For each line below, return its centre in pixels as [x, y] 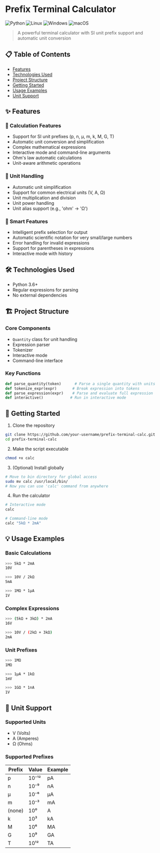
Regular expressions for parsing [45, 290]
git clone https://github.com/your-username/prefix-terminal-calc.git [80, 435]
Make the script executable [40, 449]
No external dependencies [40, 295]
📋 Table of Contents [38, 54]
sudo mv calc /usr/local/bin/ [37, 481]
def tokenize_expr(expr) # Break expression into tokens [72, 388]
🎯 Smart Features [27, 221]
